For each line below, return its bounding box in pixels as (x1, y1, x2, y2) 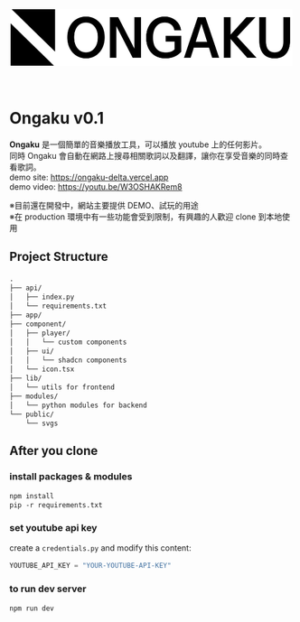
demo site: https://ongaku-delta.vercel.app (9, 172, 169, 182)
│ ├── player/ (9, 329, 70, 338)
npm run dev (9, 604, 54, 613)
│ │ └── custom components (9, 338, 127, 347)
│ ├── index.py (9, 292, 75, 302)
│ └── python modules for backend (9, 401, 147, 410)
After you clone (9, 443, 98, 459)
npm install (9, 492, 54, 501)
